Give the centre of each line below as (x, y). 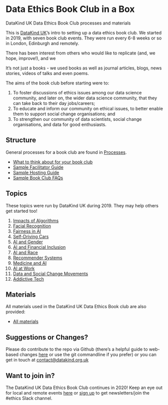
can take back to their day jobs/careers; (54, 103)
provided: (15, 312)
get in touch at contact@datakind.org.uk (47, 360)
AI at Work (24, 268)
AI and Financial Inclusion (39, 247)
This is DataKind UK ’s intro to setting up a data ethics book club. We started (84, 32)
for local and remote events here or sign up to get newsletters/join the (77, 393)
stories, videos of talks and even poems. (47, 73)
